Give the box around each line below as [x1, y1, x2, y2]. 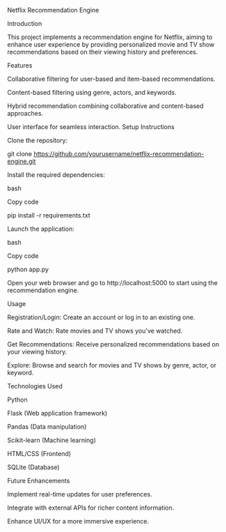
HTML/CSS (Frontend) [7, 450, 72, 457]
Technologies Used [7, 382, 63, 390]
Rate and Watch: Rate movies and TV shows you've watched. [7, 327, 183, 335]
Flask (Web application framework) [7, 409, 108, 417]
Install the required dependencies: [7, 171, 106, 178]
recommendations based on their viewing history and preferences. [7, 48, 198, 56]
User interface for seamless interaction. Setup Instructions [7, 123, 175, 131]
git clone [7, 150, 33, 158]
